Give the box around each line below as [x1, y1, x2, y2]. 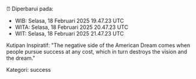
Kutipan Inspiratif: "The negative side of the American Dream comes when [6, 42, 191, 49]
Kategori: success [6, 66, 51, 73]
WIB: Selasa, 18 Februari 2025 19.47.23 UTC [14, 17, 124, 24]
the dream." [6, 54, 35, 62]
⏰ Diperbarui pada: [6, 5, 54, 12]
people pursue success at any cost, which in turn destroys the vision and [6, 48, 188, 55]
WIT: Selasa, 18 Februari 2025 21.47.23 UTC [14, 30, 124, 37]
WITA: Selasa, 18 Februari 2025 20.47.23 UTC [14, 24, 129, 31]
